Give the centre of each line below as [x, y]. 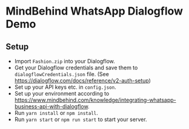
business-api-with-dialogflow [51, 106]
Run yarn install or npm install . [56, 113]
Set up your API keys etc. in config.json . [65, 87]
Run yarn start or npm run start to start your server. [81, 119]
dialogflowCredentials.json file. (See [62, 74]
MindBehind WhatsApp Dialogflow [94, 11]
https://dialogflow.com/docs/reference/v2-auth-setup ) [82, 81]
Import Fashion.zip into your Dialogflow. [65, 61]
